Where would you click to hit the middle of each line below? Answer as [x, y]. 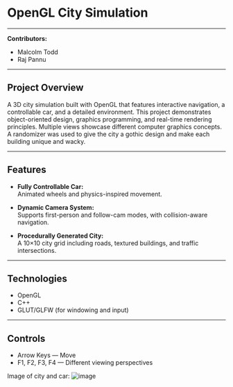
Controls [26, 338]
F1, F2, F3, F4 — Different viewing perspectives [85, 363]
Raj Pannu [32, 59]
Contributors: [27, 38]
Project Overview [45, 88]
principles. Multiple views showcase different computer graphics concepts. [114, 126]
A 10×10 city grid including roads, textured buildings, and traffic [108, 243]
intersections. [37, 250]
